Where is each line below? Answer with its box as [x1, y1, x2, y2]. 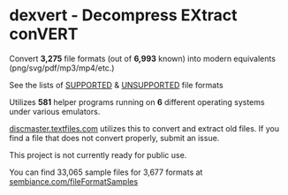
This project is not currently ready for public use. [9, 149, 187, 160]
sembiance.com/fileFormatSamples [9, 176, 139, 186]
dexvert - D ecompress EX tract [9, 5, 238, 26]
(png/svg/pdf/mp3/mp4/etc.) [9, 63, 115, 73]
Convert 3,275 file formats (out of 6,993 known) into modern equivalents [9, 53, 277, 64]
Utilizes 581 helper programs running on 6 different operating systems [9, 96, 265, 107]
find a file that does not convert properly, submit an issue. [9, 132, 220, 143]
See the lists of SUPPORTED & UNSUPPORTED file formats [9, 79, 224, 90]
